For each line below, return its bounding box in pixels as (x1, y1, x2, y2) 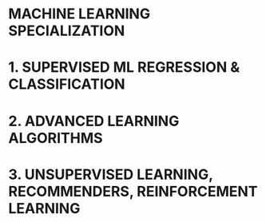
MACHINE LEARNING (8, 5, 150, 23)
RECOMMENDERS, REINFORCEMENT (8, 182, 258, 200)
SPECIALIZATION (8, 22, 125, 40)
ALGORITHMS (8, 129, 103, 147)
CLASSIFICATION (8, 75, 125, 93)
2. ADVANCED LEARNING (8, 112, 180, 130)
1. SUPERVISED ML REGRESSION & (8, 58, 240, 77)
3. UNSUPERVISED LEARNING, (8, 165, 213, 184)
